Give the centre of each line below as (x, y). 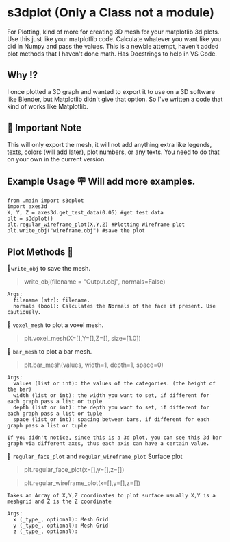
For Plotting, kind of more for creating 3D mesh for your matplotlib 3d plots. (113, 32)
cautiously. (24, 313)
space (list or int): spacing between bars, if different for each (112, 420)
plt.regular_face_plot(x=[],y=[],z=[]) (74, 470)
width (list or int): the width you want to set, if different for (112, 396)
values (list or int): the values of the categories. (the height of (114, 384)
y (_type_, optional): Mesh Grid (61, 526)
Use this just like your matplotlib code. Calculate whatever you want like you (114, 38)
